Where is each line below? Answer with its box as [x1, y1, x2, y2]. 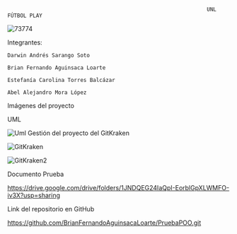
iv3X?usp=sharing [7, 191, 61, 199]
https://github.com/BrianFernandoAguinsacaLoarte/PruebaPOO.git [7, 218, 202, 227]
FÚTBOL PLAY [7, 12, 42, 19]
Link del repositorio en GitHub [7, 205, 95, 213]
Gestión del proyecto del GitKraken [28, 129, 129, 137]
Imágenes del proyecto [7, 102, 74, 110]
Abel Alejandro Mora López [7, 89, 87, 96]
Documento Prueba [7, 170, 64, 178]
